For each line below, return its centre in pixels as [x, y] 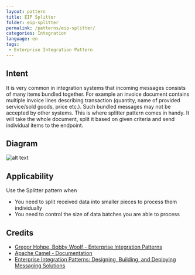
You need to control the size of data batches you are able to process [97, 214]
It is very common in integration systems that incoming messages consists [96, 88]
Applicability [30, 176]
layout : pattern [26, 11]
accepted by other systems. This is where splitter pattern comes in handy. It [98, 113]
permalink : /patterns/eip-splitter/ [51, 28]
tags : [13, 45]
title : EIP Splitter [31, 17]
